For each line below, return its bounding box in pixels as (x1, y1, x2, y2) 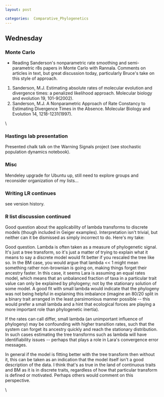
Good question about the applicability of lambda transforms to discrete (5, 224, 148, 230)
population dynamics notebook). (5, 149, 70, 155)
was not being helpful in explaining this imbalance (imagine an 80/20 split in (5, 291, 158, 297)
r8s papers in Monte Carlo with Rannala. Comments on (35, 65, 146, 71)
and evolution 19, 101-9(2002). (12, 95, 73, 101)
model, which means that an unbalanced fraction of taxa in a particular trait (5, 275, 157, 281)
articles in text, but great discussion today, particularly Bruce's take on (12, 70, 155, 76)
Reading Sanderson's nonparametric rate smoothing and (12, 60, 127, 66)
